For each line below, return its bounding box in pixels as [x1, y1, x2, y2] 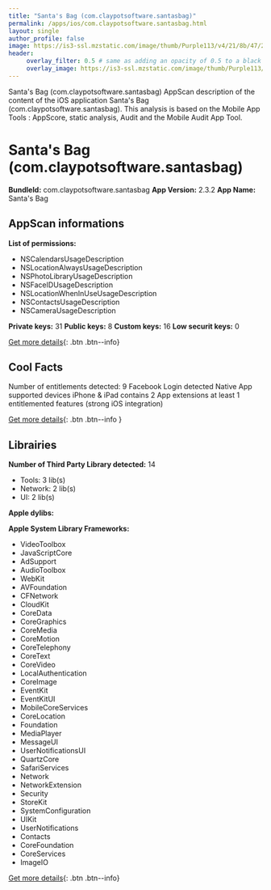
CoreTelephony [19, 642, 71, 652]
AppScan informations [8, 217, 125, 231]
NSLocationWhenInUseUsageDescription [19, 288, 157, 298]
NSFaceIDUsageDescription [19, 280, 114, 290]
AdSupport [19, 557, 56, 566]
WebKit [19, 574, 45, 583]
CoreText [19, 651, 51, 661]
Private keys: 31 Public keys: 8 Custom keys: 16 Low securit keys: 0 [8, 321, 240, 331]
